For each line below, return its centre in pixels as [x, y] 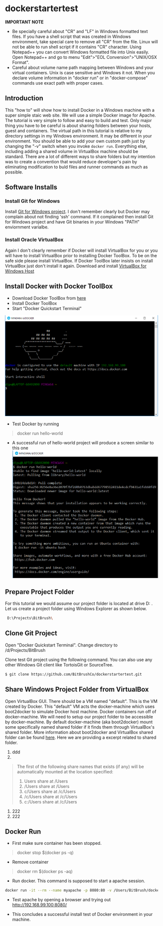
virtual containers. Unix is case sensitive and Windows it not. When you [83, 72]
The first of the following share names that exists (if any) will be [80, 767]
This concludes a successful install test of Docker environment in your [82, 914]
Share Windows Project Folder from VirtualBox [77, 690]
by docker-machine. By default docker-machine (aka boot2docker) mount [79, 722]
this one [20, 448]
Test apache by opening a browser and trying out [61, 900]
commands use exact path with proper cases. [58, 83]
